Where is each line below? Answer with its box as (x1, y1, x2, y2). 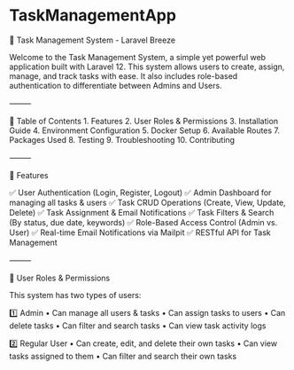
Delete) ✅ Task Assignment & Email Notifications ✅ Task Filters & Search (9, 207, 275, 217)
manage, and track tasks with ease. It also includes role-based (9, 70, 238, 81)
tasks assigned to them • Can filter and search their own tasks (9, 350, 237, 361)
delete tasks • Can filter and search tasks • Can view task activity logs (9, 320, 267, 331)
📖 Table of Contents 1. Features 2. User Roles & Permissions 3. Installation (9, 115, 279, 126)
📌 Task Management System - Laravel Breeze (9, 35, 175, 45)
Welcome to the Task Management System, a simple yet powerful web (9, 51, 267, 62)
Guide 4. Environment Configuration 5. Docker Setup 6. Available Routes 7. (9, 125, 281, 136)
